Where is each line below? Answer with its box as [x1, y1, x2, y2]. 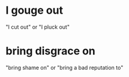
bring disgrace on [5, 44, 95, 58]
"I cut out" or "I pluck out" [5, 23, 70, 30]
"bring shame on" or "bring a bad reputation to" [5, 64, 124, 71]
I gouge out [5, 4, 64, 17]
